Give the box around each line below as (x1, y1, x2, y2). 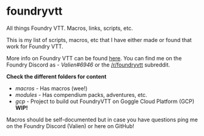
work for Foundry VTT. (6, 43, 64, 50)
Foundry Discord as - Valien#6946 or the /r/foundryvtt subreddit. (6, 61, 170, 68)
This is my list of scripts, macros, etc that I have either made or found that (6, 36, 192, 43)
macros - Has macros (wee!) (15, 84, 88, 92)
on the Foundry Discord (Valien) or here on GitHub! (6, 122, 134, 129)
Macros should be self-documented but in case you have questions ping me (6, 116, 199, 123)
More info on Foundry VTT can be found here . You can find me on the (6, 54, 182, 62)
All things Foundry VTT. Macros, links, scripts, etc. (6, 24, 133, 32)
